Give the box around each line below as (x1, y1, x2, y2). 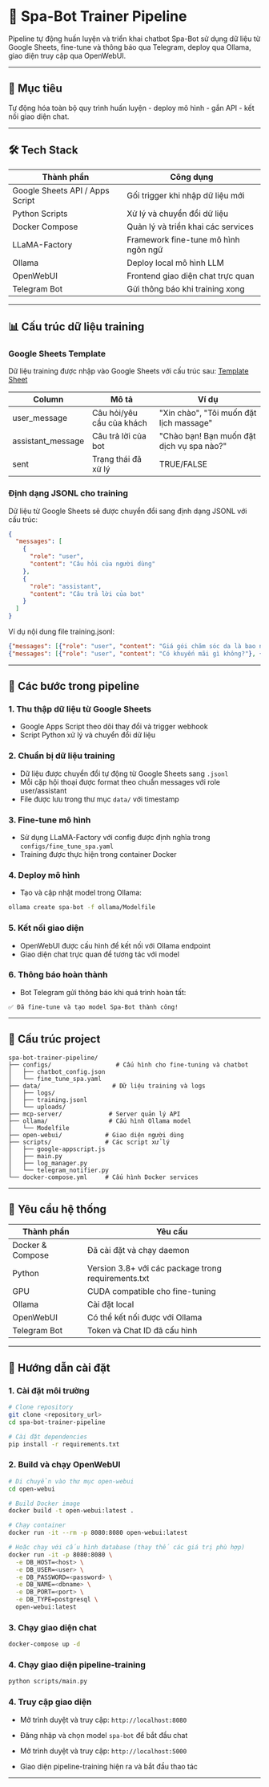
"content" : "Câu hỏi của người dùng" (29, 560, 156, 569)
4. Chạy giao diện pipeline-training (8, 1659, 147, 1671)
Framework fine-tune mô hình (126, 234, 240, 245)
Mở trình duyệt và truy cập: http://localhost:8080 (19, 1715, 187, 1724)
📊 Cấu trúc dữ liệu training (8, 320, 145, 333)
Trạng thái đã (91, 454, 142, 465)
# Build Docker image (8, 1499, 81, 1508)
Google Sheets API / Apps (12, 185, 110, 196)
